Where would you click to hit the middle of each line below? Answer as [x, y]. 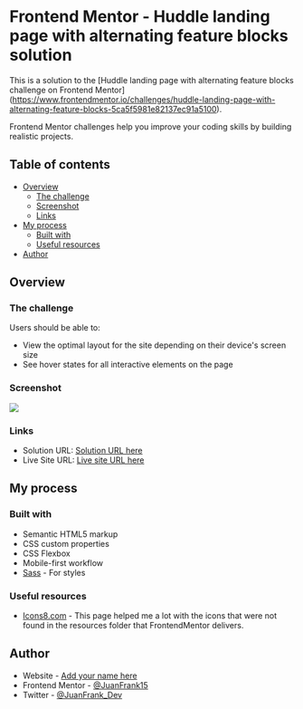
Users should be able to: [55, 328]
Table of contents [60, 165]
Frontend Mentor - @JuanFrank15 [85, 685]
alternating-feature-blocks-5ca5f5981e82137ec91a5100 [113, 109]
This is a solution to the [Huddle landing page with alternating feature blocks [151, 80]
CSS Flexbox [46, 553]
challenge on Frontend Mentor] [67, 90]
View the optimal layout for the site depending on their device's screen [154, 345]
